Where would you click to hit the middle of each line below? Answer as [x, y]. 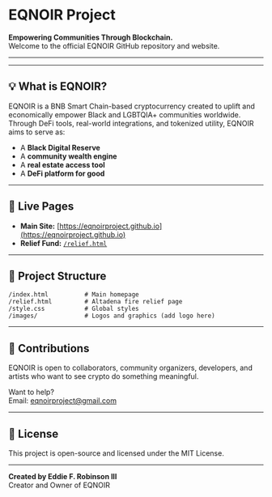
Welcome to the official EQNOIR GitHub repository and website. [114, 45]
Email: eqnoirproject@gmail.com [63, 401]
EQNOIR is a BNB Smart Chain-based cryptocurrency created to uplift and [132, 106]
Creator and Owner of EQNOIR [59, 485]
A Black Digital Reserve [60, 147]
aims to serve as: [37, 132]
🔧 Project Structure [57, 276]
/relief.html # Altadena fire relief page [96, 302]
